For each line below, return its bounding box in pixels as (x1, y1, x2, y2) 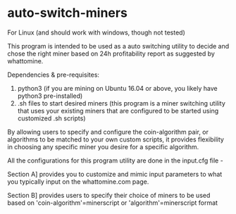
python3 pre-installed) (17, 92, 83, 100)
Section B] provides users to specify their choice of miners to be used (7, 191, 211, 199)
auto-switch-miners (7, 5, 128, 21)
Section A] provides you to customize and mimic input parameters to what (7, 170, 223, 178)
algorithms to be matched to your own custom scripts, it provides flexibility (7, 135, 224, 144)
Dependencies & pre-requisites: (7, 70, 100, 79)
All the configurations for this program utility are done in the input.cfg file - (7, 156, 223, 165)
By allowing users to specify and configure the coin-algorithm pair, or (7, 127, 209, 136)
